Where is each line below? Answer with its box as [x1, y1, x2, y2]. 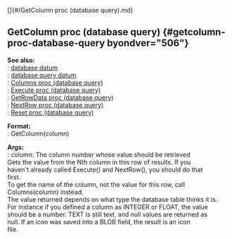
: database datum [7, 63, 58, 72]
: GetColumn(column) [7, 129, 70, 138]
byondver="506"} [106, 37, 189, 49]
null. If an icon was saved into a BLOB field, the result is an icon [7, 217, 191, 226]
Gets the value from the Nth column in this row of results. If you [7, 157, 191, 166]
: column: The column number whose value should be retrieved [7, 150, 191, 159]
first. [7, 172, 21, 181]
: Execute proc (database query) [7, 86, 101, 94]
